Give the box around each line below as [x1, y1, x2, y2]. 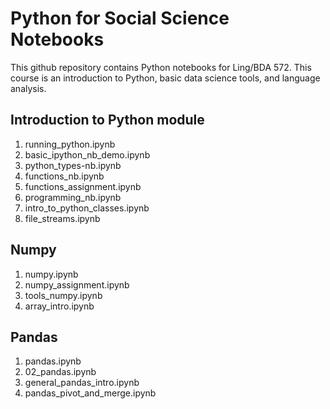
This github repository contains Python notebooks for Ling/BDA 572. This [10, 61, 312, 73]
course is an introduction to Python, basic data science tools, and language [10, 72, 321, 84]
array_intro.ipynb [24, 300, 95, 312]
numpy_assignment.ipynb [24, 278, 130, 291]
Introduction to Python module [10, 112, 205, 129]
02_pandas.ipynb [24, 366, 97, 378]
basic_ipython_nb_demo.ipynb [24, 148, 151, 161]
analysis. [10, 82, 47, 94]
